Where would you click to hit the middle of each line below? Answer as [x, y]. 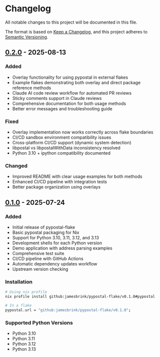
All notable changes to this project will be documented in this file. [71, 22]
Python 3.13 [24, 349]
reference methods [32, 88]
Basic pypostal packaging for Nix [46, 232]
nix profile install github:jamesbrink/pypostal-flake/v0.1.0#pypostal [80, 297]
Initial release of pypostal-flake [44, 227]
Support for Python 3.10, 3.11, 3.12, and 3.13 [56, 237]
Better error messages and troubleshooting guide [62, 108]
